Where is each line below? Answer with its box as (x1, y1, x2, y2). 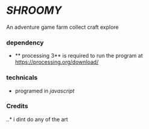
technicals (6, 73, 38, 82)
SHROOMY (6, 4, 62, 17)
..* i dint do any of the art (6, 115, 68, 123)
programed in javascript (14, 87, 75, 94)
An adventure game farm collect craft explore (6, 23, 119, 31)
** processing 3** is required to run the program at (14, 52, 143, 59)
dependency (6, 38, 44, 47)
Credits (6, 102, 28, 110)
